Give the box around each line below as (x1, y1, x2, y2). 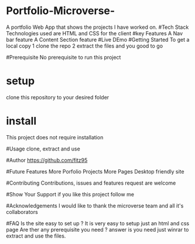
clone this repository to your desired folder (6, 93, 110, 101)
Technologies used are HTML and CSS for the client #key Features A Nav (6, 29, 183, 36)
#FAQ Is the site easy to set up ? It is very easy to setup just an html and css (6, 219, 189, 227)
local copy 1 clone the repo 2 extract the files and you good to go (6, 42, 163, 49)
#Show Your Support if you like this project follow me (6, 190, 135, 198)
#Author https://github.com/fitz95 (6, 156, 88, 163)
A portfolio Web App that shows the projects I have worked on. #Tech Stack (6, 24, 189, 31)
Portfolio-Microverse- (6, 4, 115, 18)
